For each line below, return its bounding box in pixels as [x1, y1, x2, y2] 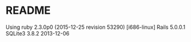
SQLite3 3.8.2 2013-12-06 [5, 29, 70, 37]
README [5, 4, 51, 17]
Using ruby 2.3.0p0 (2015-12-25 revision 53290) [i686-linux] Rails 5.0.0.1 [5, 23, 186, 31]
